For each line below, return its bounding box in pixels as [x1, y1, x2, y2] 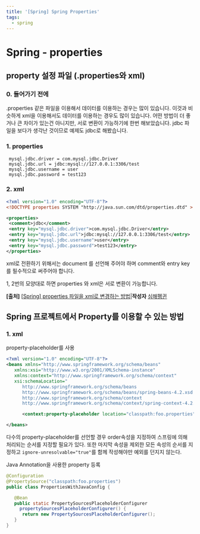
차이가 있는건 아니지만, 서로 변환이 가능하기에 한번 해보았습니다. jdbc [23, 120, 183, 127]
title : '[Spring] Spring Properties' [6, 8, 100, 15]
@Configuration [6, 473, 44, 479]
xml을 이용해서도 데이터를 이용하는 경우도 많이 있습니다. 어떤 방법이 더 [21, 112, 185, 119]
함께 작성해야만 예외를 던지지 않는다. [97, 448, 182, 456]
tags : [6, 14, 20, 20]
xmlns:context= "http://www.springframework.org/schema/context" [14, 373, 177, 379]
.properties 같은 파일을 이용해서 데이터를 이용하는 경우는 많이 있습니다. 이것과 [6, 105, 187, 112]
